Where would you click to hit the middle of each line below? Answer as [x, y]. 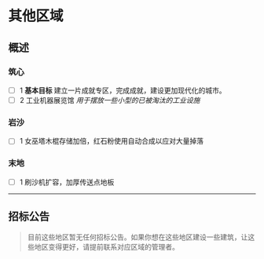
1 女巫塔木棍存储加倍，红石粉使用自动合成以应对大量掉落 [112, 141]
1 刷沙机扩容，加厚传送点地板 [67, 182]
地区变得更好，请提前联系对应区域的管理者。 [106, 246]
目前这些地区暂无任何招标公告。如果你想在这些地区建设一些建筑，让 [137, 237]
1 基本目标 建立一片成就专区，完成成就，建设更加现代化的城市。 [123, 90]
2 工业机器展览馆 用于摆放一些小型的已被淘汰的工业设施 [110, 100]
